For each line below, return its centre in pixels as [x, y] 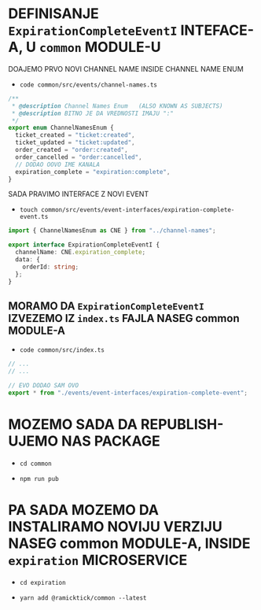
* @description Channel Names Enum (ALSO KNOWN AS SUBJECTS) [117, 106]
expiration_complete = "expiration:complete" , [93, 172]
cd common [36, 464]
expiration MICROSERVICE [98, 560]
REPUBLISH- [182, 425]
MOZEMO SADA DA [73, 425]
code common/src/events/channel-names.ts [88, 85]
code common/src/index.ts [62, 350]
